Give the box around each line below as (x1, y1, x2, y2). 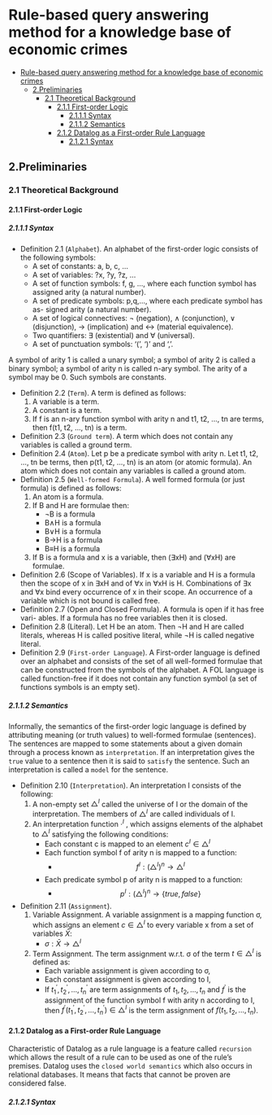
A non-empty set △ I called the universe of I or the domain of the (32, 797, 248, 809)
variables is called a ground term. (19, 440, 132, 450)
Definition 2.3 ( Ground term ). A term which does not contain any (19, 431, 234, 441)
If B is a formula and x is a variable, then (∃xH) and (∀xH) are (32, 552, 236, 562)
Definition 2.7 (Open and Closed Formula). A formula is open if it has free (19, 604, 265, 614)
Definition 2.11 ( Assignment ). (19, 902, 112, 911)
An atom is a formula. (32, 491, 104, 502)
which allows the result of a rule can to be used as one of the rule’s (8, 1052, 233, 1062)
